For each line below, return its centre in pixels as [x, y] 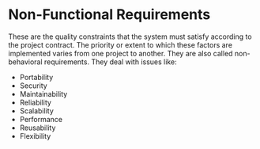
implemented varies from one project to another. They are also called [121, 53]
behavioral [25, 62]
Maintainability [43, 94]
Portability [36, 77]
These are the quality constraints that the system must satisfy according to [130, 36]
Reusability [38, 128]
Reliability [35, 102]
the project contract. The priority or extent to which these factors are [121, 44]
